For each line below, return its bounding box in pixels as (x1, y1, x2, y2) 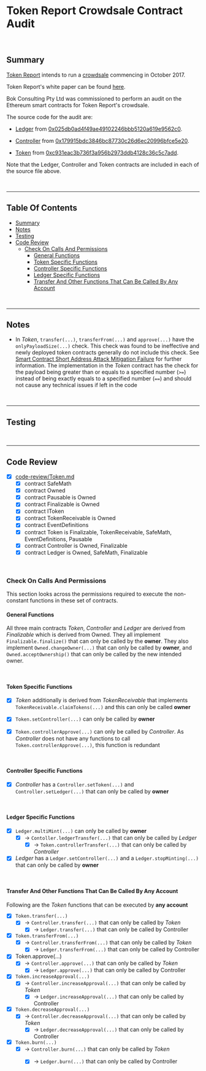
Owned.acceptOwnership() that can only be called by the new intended (6, 651, 182, 658)
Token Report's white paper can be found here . (6, 83, 126, 90)
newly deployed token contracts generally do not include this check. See (15, 349, 199, 356)
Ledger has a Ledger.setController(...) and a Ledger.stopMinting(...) (15, 854, 199, 862)
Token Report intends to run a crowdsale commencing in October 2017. (6, 71, 186, 79)
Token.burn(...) (15, 1040, 57, 1046)
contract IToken (24, 507, 64, 515)
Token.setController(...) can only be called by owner (15, 715, 155, 723)
